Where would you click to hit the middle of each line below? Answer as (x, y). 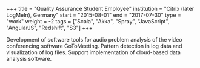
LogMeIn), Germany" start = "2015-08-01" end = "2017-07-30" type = (94, 15)
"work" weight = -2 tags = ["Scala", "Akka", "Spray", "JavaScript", (88, 21)
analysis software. (29, 59)
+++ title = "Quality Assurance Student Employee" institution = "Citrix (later (100, 9)
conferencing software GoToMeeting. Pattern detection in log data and (94, 46)
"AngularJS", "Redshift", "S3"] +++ (49, 28)
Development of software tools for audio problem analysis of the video (94, 39)
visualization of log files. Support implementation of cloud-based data (93, 52)
